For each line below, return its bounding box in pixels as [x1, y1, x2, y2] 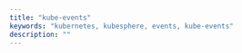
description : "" [9, 30, 71, 39]
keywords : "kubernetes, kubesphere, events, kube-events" [9, 22, 234, 31]
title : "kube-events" [9, 13, 92, 22]
